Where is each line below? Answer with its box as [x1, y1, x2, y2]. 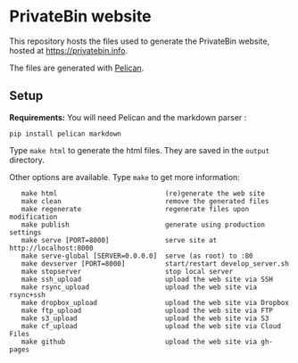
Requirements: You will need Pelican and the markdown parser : [9, 111, 247, 122]
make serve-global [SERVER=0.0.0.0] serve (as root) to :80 [21, 252, 253, 260]
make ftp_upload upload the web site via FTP [21, 306, 274, 315]
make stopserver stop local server [21, 267, 234, 276]
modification [9, 212, 58, 221]
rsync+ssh [9, 290, 46, 300]
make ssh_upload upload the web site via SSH [21, 275, 274, 284]
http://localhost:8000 [9, 243, 94, 252]
